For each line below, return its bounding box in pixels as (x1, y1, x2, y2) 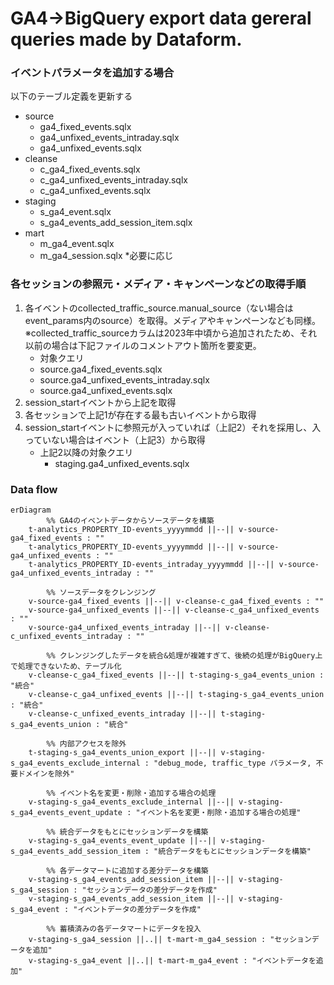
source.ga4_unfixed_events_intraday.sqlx (39, 373, 210, 386)
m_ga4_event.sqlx (39, 238, 115, 250)
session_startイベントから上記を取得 (24, 396, 177, 408)
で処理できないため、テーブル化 (10, 662, 122, 672)
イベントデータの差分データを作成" (77, 905, 202, 915)
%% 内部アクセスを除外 (46, 739, 127, 749)
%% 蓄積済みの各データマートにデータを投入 (46, 924, 202, 934)
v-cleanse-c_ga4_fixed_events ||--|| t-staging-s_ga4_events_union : (28, 670, 325, 681)
